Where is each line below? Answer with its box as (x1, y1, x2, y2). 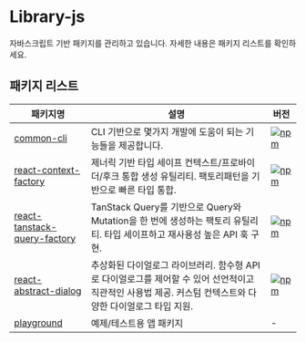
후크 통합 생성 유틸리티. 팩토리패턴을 (102, 170, 250, 182)
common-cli (14, 131, 68, 144)
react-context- (14, 163, 80, 176)
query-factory (14, 232, 76, 244)
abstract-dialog (14, 285, 82, 297)
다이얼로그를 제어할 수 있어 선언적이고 (101, 272, 255, 285)
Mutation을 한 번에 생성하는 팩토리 (90, 214, 231, 227)
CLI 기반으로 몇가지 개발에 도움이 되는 (90, 125, 244, 138)
